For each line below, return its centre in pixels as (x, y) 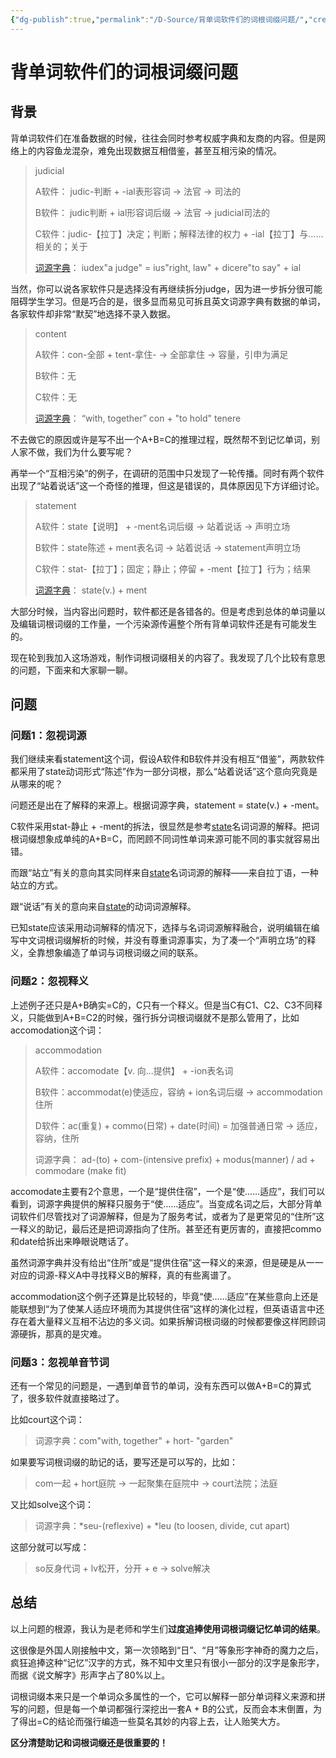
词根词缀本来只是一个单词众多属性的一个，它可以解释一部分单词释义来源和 (163, 1696)
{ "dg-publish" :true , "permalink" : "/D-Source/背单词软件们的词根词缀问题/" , (159, 19)
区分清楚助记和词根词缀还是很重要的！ (89, 1742)
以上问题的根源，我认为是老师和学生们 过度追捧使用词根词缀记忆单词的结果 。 (168, 1628)
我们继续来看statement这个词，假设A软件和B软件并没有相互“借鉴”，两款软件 (167, 759)
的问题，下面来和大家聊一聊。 (71, 670)
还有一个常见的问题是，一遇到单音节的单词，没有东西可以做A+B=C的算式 (161, 1385)
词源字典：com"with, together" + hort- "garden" (134, 1440)
